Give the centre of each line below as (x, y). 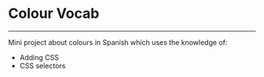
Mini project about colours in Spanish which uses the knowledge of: (118, 42)
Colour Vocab (54, 14)
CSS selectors (42, 65)
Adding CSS (39, 57)
